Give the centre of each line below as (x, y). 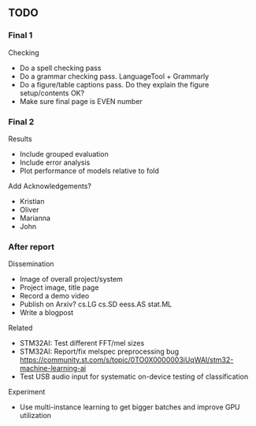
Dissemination (31, 264)
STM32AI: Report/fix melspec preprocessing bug (99, 352)
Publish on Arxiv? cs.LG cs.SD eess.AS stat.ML (96, 304)
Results (20, 139)
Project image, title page (59, 287)
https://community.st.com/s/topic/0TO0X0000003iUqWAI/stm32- (126, 360)
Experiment (27, 392)
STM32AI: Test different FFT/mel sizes (82, 343)
